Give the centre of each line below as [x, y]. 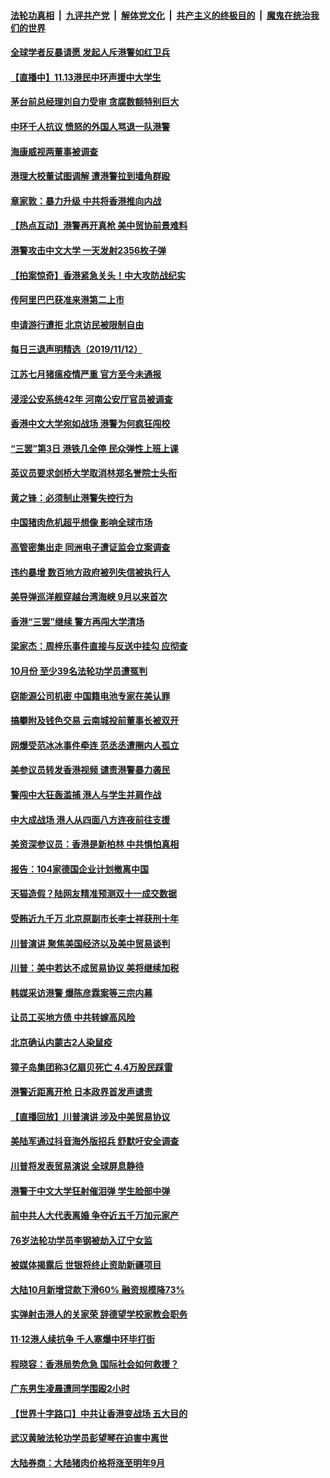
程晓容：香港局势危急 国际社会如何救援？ [95, 1364]
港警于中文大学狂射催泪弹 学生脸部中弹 [90, 1191]
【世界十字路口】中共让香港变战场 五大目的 [99, 1413]
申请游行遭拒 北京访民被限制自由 [77, 324]
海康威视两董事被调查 [54, 151]
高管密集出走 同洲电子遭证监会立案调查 [90, 547]
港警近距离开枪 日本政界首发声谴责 [81, 1092]
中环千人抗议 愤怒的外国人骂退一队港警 [90, 126]
